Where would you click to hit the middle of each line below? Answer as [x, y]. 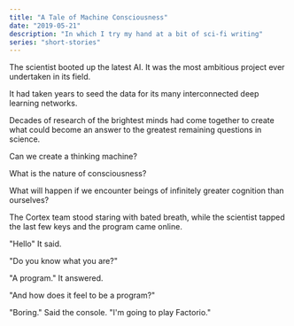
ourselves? [29, 200]
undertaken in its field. [50, 77]
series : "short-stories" [55, 42]
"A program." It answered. [56, 278]
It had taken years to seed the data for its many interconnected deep [134, 94]
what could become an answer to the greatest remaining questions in [135, 130]
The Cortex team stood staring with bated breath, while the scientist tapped [147, 217]
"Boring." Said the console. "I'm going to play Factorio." [110, 313]
